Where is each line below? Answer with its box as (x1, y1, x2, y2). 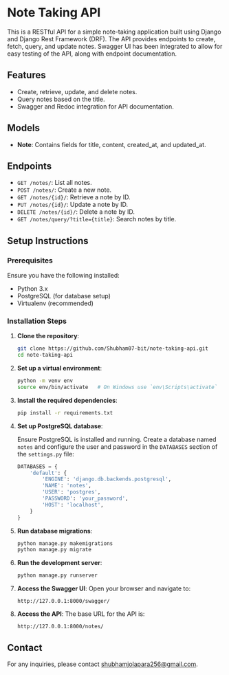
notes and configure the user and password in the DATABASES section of (17, 442, 218, 451)
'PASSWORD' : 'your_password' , (42, 495, 129, 502)
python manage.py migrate (17, 546, 91, 553)
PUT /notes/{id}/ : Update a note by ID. (17, 201, 129, 209)
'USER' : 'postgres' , (42, 489, 101, 496)
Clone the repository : (17, 332, 80, 340)
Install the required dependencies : (17, 396, 118, 404)
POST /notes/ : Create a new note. (17, 186, 112, 194)
